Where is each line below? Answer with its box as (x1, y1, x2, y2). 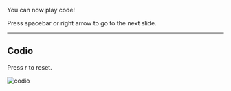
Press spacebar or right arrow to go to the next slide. (7, 19, 157, 27)
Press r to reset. (7, 63, 53, 71)
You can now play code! (7, 6, 76, 14)
